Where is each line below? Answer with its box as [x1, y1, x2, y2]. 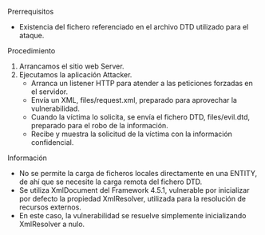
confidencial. [30, 138, 74, 147]
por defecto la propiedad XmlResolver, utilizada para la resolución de [18, 194, 247, 203]
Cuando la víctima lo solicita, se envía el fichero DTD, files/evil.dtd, [30, 112, 251, 122]
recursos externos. [18, 202, 81, 212]
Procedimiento [7, 46, 56, 55]
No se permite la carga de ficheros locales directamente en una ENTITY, [18, 169, 258, 178]
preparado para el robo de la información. [30, 121, 168, 130]
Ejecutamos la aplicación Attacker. [18, 70, 132, 79]
